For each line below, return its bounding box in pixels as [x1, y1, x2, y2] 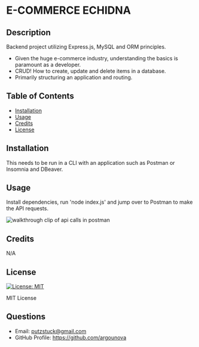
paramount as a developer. [14, 61, 81, 68]
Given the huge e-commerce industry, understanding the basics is [14, 55, 178, 62]
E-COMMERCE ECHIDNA [6, 4, 131, 17]
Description [6, 27, 51, 38]
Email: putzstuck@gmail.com [14, 327, 87, 334]
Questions [6, 312, 46, 322]
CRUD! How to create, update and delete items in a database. [14, 67, 166, 75]
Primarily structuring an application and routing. [14, 74, 133, 81]
